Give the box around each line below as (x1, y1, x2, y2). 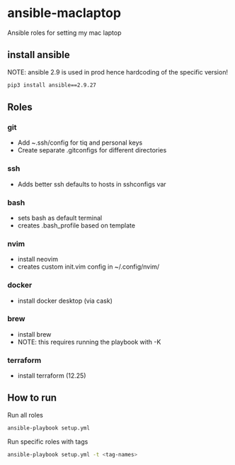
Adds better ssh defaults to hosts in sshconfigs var (17, 179, 166, 189)
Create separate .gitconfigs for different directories (17, 146, 167, 155)
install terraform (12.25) (17, 371, 86, 380)
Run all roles (7, 410, 44, 419)
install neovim (17, 255, 59, 264)
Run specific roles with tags (7, 437, 88, 446)
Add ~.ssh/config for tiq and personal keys (17, 138, 143, 147)
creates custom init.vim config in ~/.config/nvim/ (17, 262, 160, 271)
